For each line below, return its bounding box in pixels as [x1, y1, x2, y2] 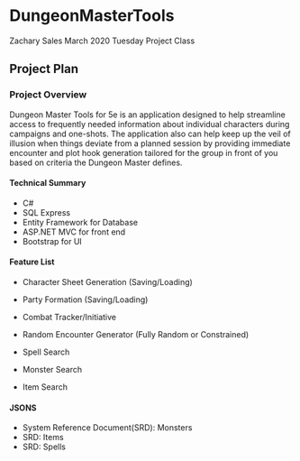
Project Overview [9, 88, 87, 101]
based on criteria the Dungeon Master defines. [9, 157, 183, 168]
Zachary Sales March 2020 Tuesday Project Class [9, 35, 195, 46]
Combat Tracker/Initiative [22, 312, 117, 323]
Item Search [22, 382, 68, 392]
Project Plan [9, 61, 79, 77]
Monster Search [22, 364, 83, 375]
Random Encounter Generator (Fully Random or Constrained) [22, 329, 250, 340]
